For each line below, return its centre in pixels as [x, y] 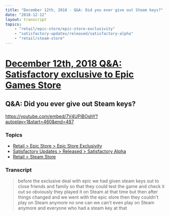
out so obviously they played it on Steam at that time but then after [88, 192]
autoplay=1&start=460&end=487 [40, 121]
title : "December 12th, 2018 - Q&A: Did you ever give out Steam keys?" [84, 10]
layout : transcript [26, 19]
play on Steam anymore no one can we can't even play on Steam [86, 203]
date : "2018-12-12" [26, 15]
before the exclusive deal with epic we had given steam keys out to [88, 181]
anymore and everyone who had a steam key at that [72, 208]
